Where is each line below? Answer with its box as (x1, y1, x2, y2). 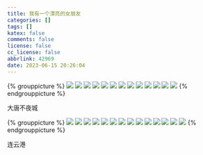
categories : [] (7, 17, 51, 24)
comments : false (7, 36, 54, 43)
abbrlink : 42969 (7, 56, 54, 63)
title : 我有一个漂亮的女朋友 (7, 10, 81, 17)
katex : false (7, 29, 45, 37)
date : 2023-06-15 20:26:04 (7, 62, 86, 69)
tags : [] (7, 23, 33, 30)
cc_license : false (7, 49, 60, 56)
